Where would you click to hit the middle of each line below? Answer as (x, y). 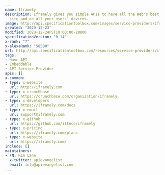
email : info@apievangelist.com (41, 165)
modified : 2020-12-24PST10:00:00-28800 (46, 32)
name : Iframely (21, 10)
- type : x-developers (27, 101)
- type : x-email (22, 110)
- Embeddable (18, 64)
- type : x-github (23, 119)
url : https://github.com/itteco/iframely (53, 124)
